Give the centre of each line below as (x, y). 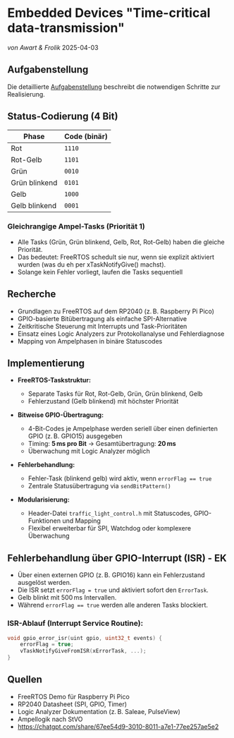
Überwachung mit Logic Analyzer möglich (89, 451)
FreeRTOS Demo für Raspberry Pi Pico (74, 696)
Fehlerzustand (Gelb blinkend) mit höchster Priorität (103, 401)
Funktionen (44, 521)
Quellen (25, 680)
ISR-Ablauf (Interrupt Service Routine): (75, 624)
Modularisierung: (44, 500)
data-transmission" (66, 28)
